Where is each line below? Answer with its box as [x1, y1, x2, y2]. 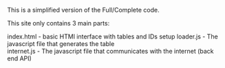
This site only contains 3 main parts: [7, 19, 110, 27]
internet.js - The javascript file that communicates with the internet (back [7, 47, 215, 55]
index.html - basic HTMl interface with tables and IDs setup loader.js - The [7, 32, 218, 41]
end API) [7, 54, 32, 63]
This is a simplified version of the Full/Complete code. [7, 6, 160, 14]
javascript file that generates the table [7, 40, 115, 47]
